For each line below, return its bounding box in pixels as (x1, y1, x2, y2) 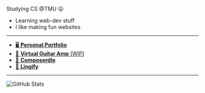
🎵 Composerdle (15, 57, 56, 63)
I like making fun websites (15, 24, 81, 30)
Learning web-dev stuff (15, 17, 75, 24)
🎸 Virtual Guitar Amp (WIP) (15, 50, 85, 57)
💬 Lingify (15, 63, 38, 70)
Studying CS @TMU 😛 (6, 5, 64, 12)
